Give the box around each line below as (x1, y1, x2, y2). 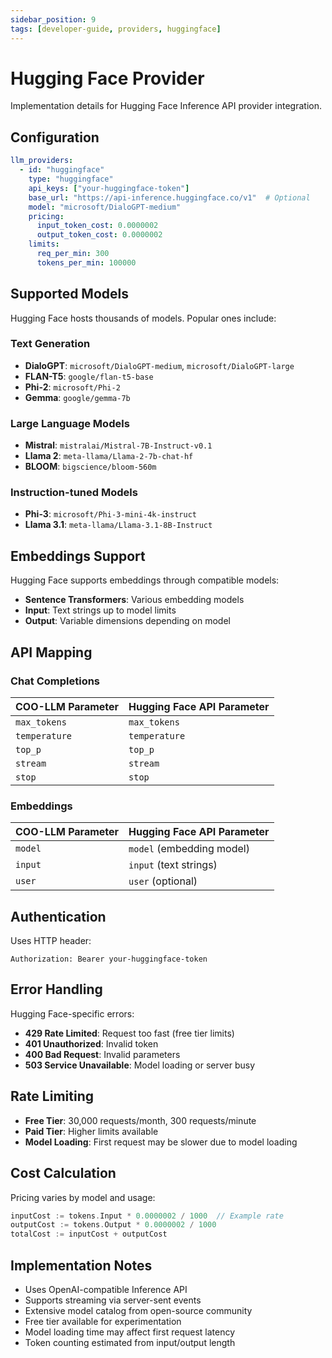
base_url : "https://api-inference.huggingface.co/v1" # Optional (28, 192, 311, 203)
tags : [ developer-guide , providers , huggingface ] (10, 24, 222, 34)
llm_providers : (10, 156, 74, 166)
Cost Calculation (10, 1165, 117, 1182)
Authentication (10, 908, 107, 925)
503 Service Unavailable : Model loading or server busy (24, 1059, 256, 1071)
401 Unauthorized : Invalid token (24, 1037, 159, 1050)
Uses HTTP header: (10, 935, 92, 947)
